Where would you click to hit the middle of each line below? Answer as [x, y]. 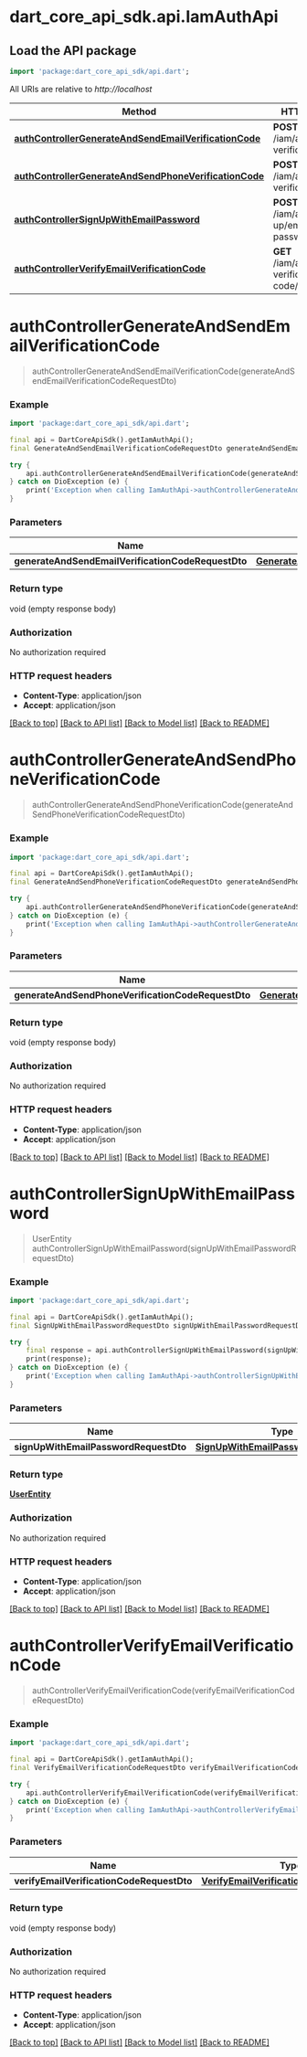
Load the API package [73, 51]
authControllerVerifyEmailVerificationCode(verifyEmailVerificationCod [163, 1690]
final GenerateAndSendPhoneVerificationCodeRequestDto [116, 882]
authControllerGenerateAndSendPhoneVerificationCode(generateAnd [163, 805]
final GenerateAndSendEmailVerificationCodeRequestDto [116, 448]
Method [139, 111]
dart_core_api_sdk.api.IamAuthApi [144, 17]
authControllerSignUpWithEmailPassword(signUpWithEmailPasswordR [164, 1248]
